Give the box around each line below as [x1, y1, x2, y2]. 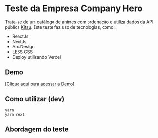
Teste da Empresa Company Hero [5, 3, 143, 14]
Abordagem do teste [5, 125, 69, 133]
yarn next [5, 112, 25, 117]
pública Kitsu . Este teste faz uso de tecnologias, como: [5, 24, 115, 30]
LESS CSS [12, 49, 33, 55]
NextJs [12, 38, 27, 44]
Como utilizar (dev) [5, 95, 65, 103]
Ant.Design [12, 44, 35, 49]
